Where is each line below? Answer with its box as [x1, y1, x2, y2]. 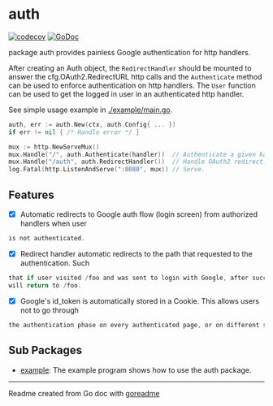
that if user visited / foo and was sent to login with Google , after [8, 274, 249, 282]
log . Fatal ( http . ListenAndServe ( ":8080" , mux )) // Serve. [8, 166, 206, 174]
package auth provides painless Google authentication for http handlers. [8, 47, 251, 57]
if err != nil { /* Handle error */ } [8, 127, 140, 136]
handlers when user [19, 218, 88, 228]
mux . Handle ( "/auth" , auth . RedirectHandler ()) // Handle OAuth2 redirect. [8, 158, 267, 166]
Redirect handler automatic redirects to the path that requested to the [19, 248, 253, 258]
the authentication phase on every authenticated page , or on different [8, 321, 260, 329]
